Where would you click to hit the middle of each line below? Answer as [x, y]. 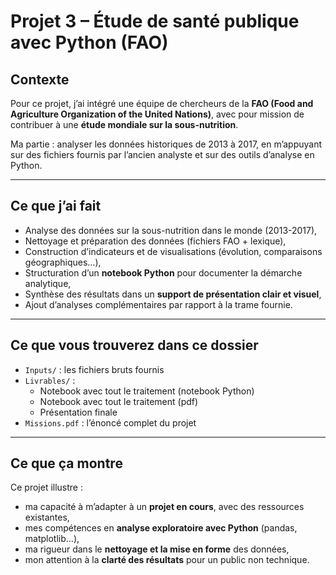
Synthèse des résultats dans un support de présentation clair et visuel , [173, 294]
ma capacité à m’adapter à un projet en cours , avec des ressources [164, 507]
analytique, [48, 283]
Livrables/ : [50, 380]
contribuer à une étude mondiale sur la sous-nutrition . [124, 124]
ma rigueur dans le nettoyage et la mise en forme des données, [157, 549]
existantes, [47, 517]
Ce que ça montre [66, 463]
